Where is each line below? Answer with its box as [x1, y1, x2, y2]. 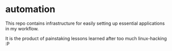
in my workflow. [5, 25, 39, 31]
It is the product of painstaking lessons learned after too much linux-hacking [5, 35, 167, 41]
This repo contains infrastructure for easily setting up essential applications [5, 20, 165, 26]
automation [5, 4, 55, 15]
